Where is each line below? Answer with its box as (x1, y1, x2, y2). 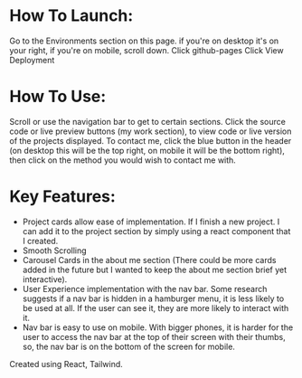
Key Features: (9, 186, 116, 207)
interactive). (22, 273, 68, 285)
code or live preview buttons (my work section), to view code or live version (9, 126, 292, 137)
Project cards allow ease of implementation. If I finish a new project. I (22, 216, 280, 227)
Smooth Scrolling (22, 245, 88, 256)
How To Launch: (9, 5, 134, 26)
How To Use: (9, 87, 107, 107)
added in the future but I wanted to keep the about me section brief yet (22, 264, 288, 275)
